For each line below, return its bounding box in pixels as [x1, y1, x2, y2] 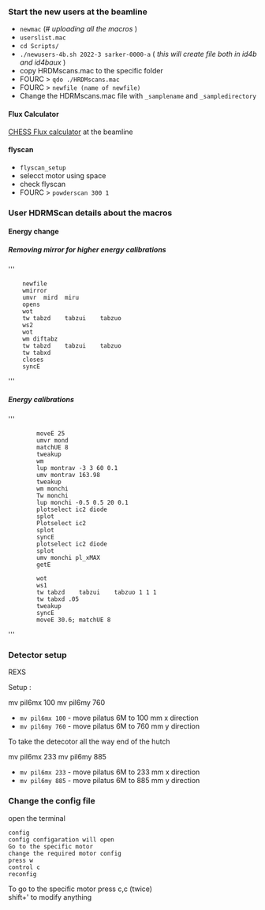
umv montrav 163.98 [36, 472, 101, 479]
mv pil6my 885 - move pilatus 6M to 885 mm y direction [19, 776, 200, 785]
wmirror [22, 287, 47, 295]
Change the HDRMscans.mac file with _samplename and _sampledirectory [19, 91, 256, 101]
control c [8, 863, 41, 871]
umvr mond [36, 437, 69, 445]
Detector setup [8, 650, 67, 661]
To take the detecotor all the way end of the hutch [8, 737, 171, 747]
